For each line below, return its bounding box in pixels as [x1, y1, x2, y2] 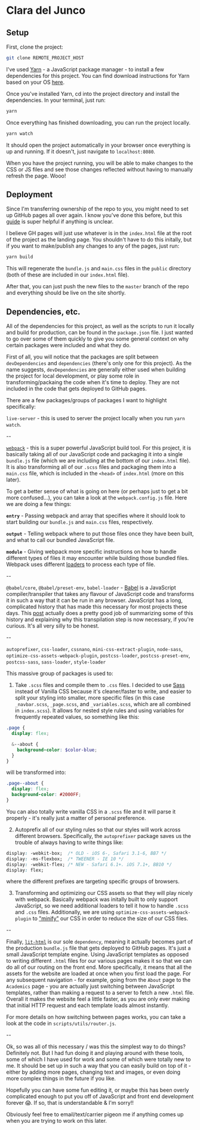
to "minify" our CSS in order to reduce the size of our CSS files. [32, 915, 189, 922]
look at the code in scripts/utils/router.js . [6, 1020, 116, 1027]
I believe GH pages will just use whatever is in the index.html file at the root [6, 230, 192, 237]
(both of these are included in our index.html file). [6, 271, 130, 279]
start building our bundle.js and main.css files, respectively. [6, 519, 153, 526]
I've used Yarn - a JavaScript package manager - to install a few [6, 65, 164, 73]
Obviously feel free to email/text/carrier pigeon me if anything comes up [6, 1111, 184, 1118]
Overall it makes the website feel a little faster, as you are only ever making [6, 996, 190, 1003]
